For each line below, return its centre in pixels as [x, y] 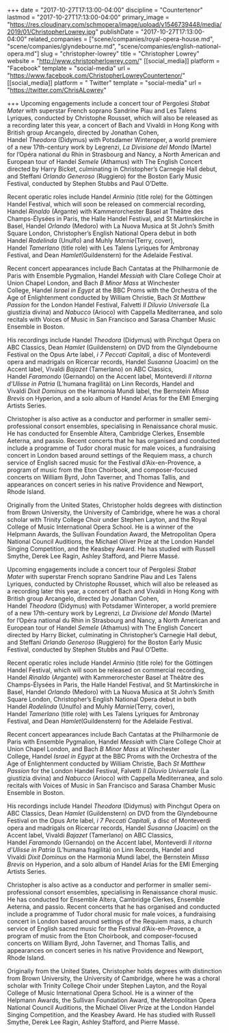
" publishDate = [117, 32]
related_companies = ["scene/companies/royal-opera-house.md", [121, 39]
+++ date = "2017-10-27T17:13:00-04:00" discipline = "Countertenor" [105, 10]
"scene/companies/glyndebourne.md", [62, 46]
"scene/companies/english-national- [170, 46]
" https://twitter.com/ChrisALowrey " [57, 90]
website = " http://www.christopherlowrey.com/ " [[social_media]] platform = [113, 61]
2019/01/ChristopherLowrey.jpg [51, 32]
